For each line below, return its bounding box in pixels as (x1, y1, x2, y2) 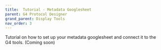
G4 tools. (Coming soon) (5, 40, 55, 46)
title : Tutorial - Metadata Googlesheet (5, 7, 92, 12)
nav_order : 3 (5, 21, 32, 26)
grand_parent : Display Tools (5, 16, 65, 21)
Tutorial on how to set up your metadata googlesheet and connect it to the (5, 34, 157, 40)
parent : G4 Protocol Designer (5, 12, 68, 17)
